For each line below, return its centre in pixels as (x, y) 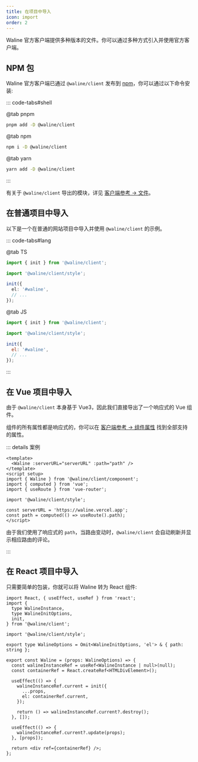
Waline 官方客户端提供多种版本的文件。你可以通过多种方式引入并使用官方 (95, 40)
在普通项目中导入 (37, 213)
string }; (18, 650)
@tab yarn (19, 158)
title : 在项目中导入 (29, 12)
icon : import (22, 17)
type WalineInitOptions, (42, 614)
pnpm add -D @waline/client (41, 125)
